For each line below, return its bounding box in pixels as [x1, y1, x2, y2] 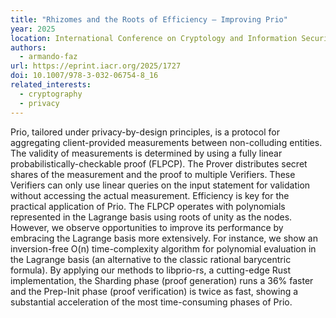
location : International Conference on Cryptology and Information [10, 33, 298, 43]
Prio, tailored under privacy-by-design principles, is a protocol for [10, 126, 280, 138]
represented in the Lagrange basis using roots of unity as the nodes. [10, 211, 293, 223]
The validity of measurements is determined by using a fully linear [10, 147, 283, 159]
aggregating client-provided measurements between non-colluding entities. [10, 136, 323, 148]
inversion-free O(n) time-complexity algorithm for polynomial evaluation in [10, 242, 317, 255]
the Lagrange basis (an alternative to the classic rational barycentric [10, 253, 292, 265]
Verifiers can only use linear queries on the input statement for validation [10, 179, 311, 191]
